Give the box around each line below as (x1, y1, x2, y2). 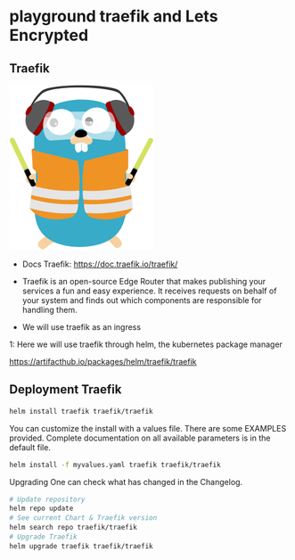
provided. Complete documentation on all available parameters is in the (9, 432, 271, 443)
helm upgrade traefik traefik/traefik (9, 541, 153, 550)
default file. (9, 441, 52, 452)
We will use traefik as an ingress (21, 322, 141, 332)
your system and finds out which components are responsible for (21, 295, 262, 305)
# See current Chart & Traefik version (9, 514, 158, 523)
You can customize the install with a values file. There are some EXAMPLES (9, 423, 287, 433)
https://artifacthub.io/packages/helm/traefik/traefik (9, 357, 197, 366)
